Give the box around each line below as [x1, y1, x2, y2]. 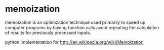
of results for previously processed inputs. [5, 30, 91, 35]
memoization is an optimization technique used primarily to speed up [5, 19, 146, 25]
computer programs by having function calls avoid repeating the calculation [5, 24, 159, 30]
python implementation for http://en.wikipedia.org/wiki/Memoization [5, 39, 144, 45]
